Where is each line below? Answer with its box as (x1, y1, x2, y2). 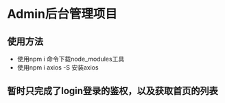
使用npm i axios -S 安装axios (16, 63, 99, 72)
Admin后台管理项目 (7, 6, 118, 22)
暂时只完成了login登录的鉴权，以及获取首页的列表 (7, 85, 218, 97)
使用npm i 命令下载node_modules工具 (16, 55, 125, 63)
